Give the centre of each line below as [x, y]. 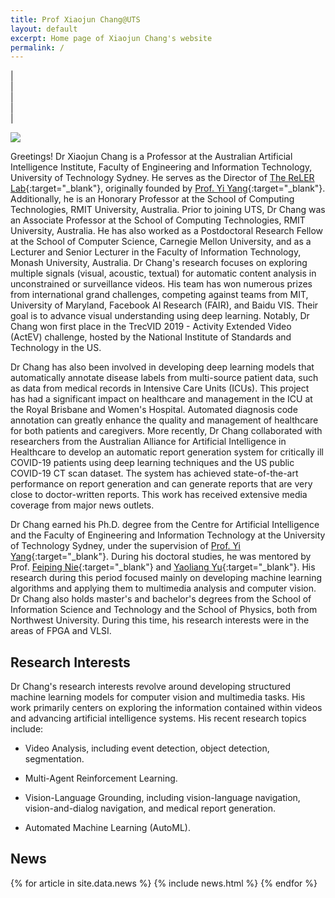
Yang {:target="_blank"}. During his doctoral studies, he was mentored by [161, 557]
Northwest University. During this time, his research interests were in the [160, 620]
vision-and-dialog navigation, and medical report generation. [150, 808]
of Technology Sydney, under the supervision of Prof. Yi [126, 546]
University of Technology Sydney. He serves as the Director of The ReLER [162, 178]
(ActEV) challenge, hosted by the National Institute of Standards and [151, 337]
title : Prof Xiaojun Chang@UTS [75, 19]
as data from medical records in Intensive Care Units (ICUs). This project [160, 388]
